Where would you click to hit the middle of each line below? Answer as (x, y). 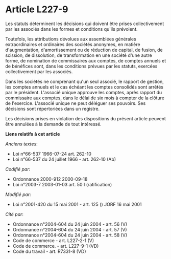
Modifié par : (18, 194)
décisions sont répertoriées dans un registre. (53, 109)
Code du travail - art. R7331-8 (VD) (49, 251)
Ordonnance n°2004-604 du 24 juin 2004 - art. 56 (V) (70, 224)
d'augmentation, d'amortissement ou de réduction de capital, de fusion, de (84, 50)
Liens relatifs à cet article (33, 134)
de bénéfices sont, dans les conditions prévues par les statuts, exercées (81, 66)
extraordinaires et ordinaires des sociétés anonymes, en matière (73, 44)
